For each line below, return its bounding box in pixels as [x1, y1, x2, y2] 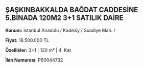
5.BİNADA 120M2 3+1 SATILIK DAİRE [5, 14, 124, 23]
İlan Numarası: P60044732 [5, 57, 63, 63]
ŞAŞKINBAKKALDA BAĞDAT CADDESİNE [5, 6, 138, 14]
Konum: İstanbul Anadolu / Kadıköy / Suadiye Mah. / [5, 27, 116, 33]
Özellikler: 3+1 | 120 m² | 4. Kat [5, 47, 71, 53]
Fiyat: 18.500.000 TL [5, 37, 50, 43]
